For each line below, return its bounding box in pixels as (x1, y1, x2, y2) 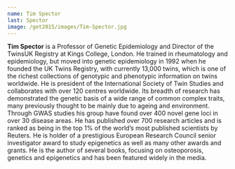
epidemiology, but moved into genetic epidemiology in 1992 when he (7, 57, 206, 66)
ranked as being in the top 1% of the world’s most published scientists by (7, 124, 218, 133)
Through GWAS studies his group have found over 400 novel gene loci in (7, 109, 219, 117)
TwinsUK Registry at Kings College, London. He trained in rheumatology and (7, 50, 228, 58)
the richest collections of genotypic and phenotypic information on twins (7, 72, 217, 80)
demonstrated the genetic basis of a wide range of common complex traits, (7, 94, 225, 103)
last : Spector (7, 17, 49, 24)
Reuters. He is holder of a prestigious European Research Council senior (7, 131, 216, 140)
